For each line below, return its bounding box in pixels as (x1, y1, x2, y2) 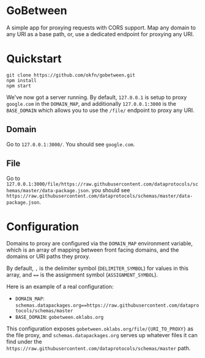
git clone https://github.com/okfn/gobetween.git (6, 72, 136, 78)
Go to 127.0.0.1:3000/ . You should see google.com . (6, 140, 135, 147)
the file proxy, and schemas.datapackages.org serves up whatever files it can (6, 332, 198, 339)
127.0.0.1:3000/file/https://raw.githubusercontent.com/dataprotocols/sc (6, 181, 199, 187)
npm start (6, 83, 32, 89)
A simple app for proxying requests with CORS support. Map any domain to (6, 24, 196, 31)
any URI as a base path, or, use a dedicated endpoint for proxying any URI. (6, 30, 195, 37)
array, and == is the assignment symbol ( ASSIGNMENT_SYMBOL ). (6, 271, 158, 278)
